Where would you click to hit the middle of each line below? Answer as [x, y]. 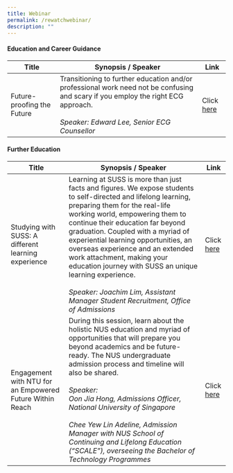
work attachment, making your [118, 257]
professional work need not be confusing [127, 87]
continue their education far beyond [127, 223]
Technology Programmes [110, 459]
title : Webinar [29, 14]
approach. [77, 105]
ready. [79, 355]
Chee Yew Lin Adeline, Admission [123, 424]
